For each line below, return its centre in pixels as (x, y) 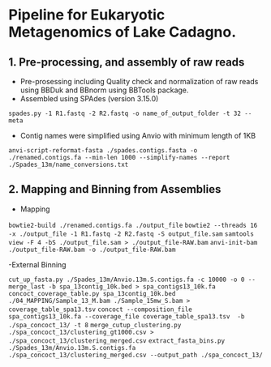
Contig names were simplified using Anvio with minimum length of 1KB (138, 136)
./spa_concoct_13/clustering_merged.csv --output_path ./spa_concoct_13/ (136, 355)
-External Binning (37, 264)
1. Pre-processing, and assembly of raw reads (127, 62)
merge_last (27, 286)
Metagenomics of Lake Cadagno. (123, 32)
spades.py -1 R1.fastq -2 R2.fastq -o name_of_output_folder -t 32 (125, 113)
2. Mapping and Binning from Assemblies (115, 189)
